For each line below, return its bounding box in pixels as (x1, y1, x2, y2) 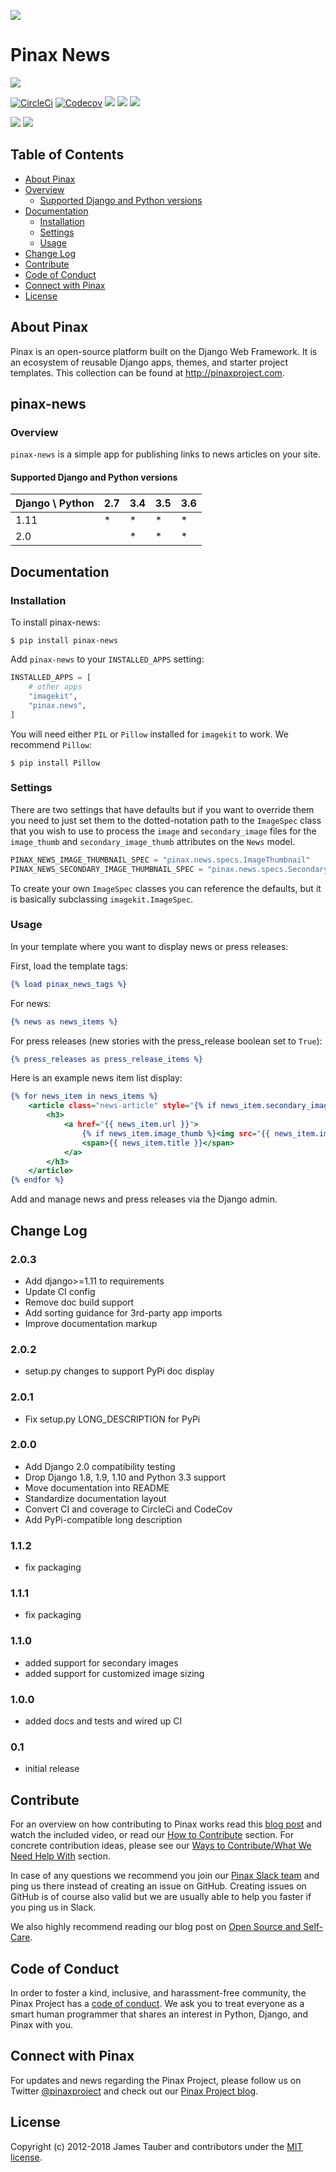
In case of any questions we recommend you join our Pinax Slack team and (10, 1870, 320, 1882)
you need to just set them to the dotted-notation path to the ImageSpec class (10, 814, 322, 826)
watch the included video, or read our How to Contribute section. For (10, 1829, 294, 1841)
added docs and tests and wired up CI (24, 1715, 183, 1727)
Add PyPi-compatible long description (24, 1513, 183, 1525)
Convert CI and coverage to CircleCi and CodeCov (24, 1503, 233, 1515)
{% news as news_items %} (10, 1016, 118, 1027)
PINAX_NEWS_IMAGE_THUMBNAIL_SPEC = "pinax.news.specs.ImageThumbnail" (10, 855, 311, 865)
